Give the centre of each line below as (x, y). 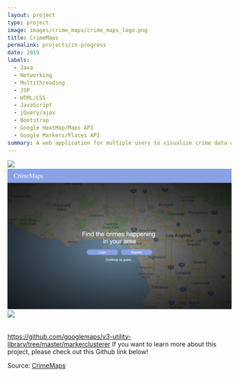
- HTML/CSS (30, 98)
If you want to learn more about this (164, 344)
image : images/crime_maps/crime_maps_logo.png (78, 30)
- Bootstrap (32, 120)
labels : (19, 61)
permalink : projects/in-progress (57, 45)
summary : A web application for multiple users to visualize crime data (117, 143)
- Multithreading (39, 83)
